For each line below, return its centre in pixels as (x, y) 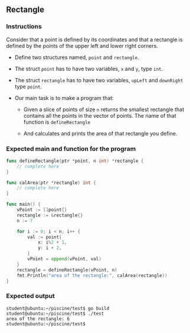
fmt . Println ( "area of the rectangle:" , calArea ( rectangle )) (92, 275)
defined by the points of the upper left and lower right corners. (82, 46)
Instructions (24, 27)
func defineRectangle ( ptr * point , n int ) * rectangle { (75, 161)
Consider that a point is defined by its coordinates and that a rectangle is (94, 39)
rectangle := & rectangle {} (50, 215)
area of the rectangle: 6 (38, 319)
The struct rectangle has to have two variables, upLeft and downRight (99, 80)
